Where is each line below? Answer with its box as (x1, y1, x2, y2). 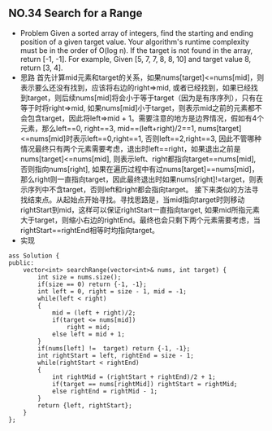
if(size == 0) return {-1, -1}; (37, 280, 148, 288)
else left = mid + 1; (51, 330, 126, 338)
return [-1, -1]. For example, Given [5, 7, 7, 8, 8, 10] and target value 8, (19, 54, 252, 64)
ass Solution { (8, 252, 60, 260)
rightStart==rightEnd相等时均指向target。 (19, 225, 160, 235)
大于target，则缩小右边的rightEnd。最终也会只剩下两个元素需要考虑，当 (19, 215, 261, 225)
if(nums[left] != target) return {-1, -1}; (37, 344, 191, 353)
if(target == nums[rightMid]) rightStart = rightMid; (51, 380, 238, 388)
